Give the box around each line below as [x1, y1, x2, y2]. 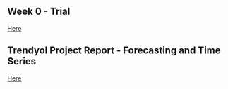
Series [7, 55, 37, 67]
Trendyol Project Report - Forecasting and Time [7, 45, 221, 57]
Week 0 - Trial [7, 6, 71, 18]
